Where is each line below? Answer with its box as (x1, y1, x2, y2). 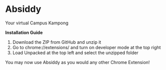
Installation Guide (5, 29, 43, 35)
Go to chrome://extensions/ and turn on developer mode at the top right (12, 44, 161, 50)
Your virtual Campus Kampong (5, 20, 69, 26)
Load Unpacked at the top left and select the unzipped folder (12, 50, 139, 56)
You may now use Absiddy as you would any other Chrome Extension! (5, 59, 150, 65)
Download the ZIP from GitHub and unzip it (12, 39, 101, 45)
